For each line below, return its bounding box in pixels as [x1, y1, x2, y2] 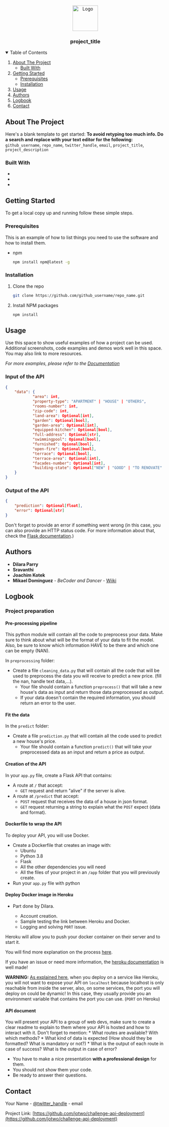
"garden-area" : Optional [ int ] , [32, 422, 99, 428]
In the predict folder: [5, 723, 49, 729]
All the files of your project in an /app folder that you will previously [20, 869, 160, 875]
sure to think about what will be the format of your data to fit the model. [5, 637, 155, 643]
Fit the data [5, 712, 30, 718]
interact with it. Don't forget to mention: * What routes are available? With [5, 1030, 158, 1036]
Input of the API [5, 373, 45, 380]
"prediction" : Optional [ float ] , [14, 503, 83, 509]
